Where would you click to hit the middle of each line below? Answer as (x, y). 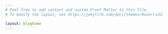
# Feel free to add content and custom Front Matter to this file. (77, 10)
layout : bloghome (23, 23)
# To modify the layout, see (35, 14)
